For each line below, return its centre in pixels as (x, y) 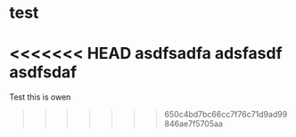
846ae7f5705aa (193, 124)
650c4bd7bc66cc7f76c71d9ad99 (226, 115)
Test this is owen (40, 97)
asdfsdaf (43, 73)
